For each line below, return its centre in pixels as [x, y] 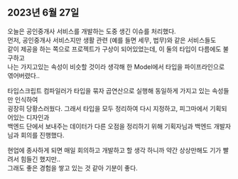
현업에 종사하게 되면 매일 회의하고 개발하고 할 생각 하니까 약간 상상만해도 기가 [114, 150]
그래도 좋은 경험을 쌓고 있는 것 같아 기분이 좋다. [73, 168]
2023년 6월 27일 [43, 13]
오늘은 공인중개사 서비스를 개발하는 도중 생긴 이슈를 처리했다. [92, 31]
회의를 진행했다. [42, 135]
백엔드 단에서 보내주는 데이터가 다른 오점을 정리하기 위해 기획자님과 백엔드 [110, 126]
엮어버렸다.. [24, 75]
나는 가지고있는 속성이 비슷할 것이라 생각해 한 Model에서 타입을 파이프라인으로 [116, 67]
